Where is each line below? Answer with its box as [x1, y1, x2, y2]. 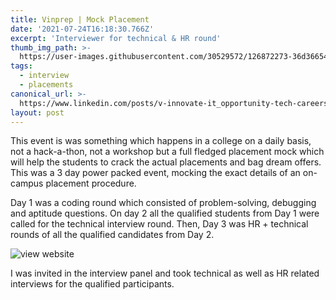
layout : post [10, 107, 65, 118]
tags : [10, 61, 33, 71]
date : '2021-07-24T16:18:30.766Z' [10, 24, 155, 34]
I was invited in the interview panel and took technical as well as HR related [10, 267, 320, 280]
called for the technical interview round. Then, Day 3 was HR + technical [10, 218, 309, 230]
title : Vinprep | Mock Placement [10, 14, 150, 25]
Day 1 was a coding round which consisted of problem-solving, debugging [10, 197, 317, 209]
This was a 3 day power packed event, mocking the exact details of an [10, 167, 301, 179]
